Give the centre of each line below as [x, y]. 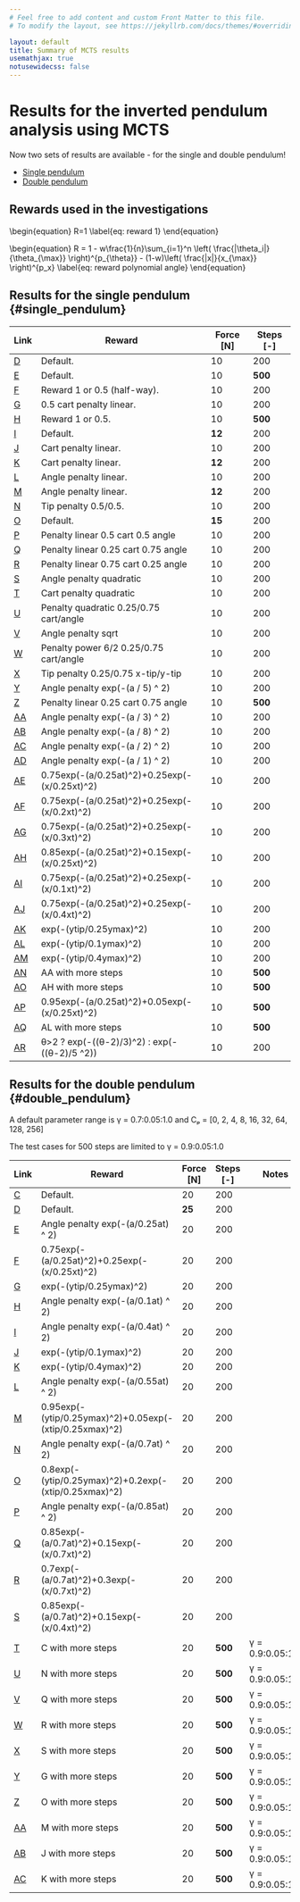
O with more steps [79, 1802]
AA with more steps [82, 972]
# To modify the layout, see [63, 26]
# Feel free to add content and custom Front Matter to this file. [137, 17]
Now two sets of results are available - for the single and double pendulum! [148, 154]
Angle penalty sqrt [79, 633]
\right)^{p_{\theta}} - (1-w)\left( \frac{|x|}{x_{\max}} [162, 258]
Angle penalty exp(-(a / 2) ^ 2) [106, 746]
